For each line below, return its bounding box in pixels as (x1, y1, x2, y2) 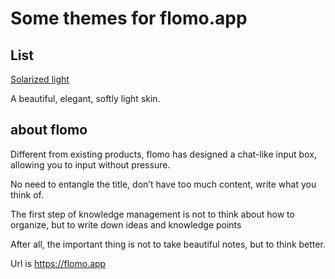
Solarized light (10, 73, 70, 85)
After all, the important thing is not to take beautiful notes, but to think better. (10, 238, 326, 250)
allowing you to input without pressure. (10, 158, 171, 171)
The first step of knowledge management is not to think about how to (10, 208, 295, 220)
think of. (10, 188, 44, 201)
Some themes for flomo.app (10, 7, 248, 30)
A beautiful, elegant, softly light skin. (10, 93, 161, 104)
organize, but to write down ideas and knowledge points (10, 218, 242, 231)
